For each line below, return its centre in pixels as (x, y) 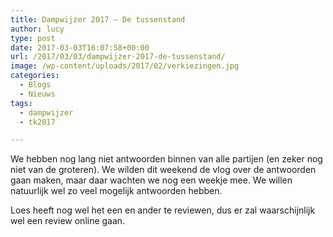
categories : (35, 76)
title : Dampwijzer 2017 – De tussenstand (98, 19)
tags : (21, 103)
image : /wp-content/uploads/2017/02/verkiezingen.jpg (125, 66)
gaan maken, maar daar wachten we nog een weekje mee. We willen (151, 180)
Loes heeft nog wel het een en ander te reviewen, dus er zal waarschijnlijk (163, 210)
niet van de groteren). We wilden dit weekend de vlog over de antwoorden (163, 170)
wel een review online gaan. (68, 221)
